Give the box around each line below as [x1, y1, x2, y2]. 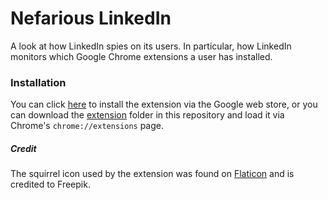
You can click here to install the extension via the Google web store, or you [10, 98, 318, 111]
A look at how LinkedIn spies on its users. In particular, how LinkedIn [10, 40, 292, 52]
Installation [10, 75, 67, 89]
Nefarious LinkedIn [10, 7, 172, 30]
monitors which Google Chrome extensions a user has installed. [10, 50, 273, 62]
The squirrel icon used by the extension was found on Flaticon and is [10, 168, 295, 180]
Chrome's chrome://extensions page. [10, 120, 165, 132]
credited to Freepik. [10, 178, 91, 191]
